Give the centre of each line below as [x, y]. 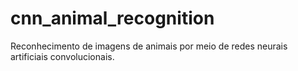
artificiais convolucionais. [62, 56]
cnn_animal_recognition [112, 18]
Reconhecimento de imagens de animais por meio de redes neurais [149, 46]
